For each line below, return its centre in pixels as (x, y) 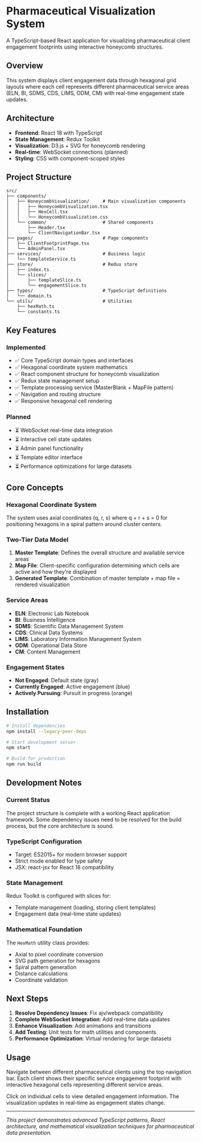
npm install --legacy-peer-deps (46, 731)
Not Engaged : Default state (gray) (57, 680)
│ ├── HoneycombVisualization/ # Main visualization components (96, 202)
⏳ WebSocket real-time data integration (64, 430)
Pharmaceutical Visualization (81, 11)
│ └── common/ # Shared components (80, 223)
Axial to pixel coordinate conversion (59, 954)
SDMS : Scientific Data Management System (69, 626)
